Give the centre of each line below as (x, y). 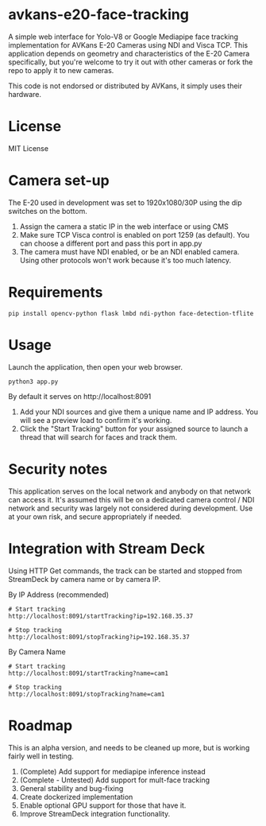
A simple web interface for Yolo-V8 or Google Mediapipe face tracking (123, 37)
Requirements (56, 293)
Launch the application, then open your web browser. (95, 366)
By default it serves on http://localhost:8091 (80, 396)
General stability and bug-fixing (71, 788)
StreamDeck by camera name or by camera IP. (85, 579)
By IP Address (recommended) (59, 595)
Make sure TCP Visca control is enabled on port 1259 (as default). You (135, 235)
